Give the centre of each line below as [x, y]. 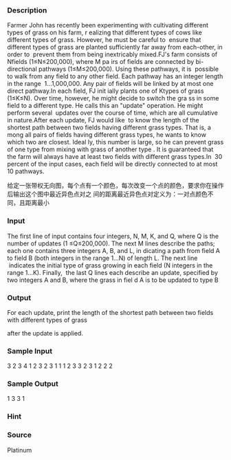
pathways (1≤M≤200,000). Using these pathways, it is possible [128, 69]
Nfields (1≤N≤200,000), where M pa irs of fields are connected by [101, 62]
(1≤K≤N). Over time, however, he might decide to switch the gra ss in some [113, 98]
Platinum [20, 450]
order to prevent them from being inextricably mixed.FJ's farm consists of [112, 54]
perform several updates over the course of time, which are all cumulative [112, 113]
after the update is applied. [45, 333]
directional [22, 69]
